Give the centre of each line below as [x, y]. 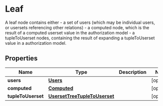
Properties [21, 59]
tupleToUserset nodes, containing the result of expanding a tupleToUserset [80, 38]
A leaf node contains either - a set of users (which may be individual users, [80, 22]
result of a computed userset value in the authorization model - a [70, 33]
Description [132, 72]
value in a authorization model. [36, 43]
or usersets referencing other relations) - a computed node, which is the [77, 27]
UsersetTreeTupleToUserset [81, 96]
